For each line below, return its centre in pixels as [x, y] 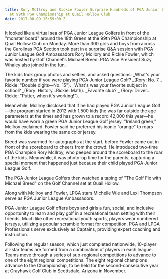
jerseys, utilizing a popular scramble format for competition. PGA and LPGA [82, 224]
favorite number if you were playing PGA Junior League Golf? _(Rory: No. [80, 80]
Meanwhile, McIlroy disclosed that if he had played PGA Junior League [78, 106]
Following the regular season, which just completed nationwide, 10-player [81, 244]
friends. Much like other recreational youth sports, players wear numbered [82, 219]
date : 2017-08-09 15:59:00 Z [35, 19]
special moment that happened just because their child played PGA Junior [81, 163]
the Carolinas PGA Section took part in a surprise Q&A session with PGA [79, 49]
